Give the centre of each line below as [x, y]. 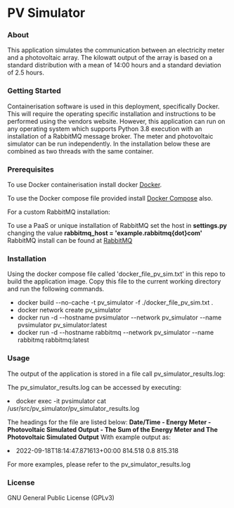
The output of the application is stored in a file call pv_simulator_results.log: [116, 374]
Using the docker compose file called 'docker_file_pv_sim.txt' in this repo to [117, 274]
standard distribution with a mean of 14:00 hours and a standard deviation [114, 65]
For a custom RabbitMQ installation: [59, 212]
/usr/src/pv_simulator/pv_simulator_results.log [73, 408]
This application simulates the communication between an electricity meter [116, 50]
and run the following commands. [56, 289]
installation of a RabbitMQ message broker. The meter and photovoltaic [110, 136]
